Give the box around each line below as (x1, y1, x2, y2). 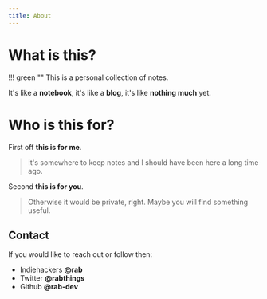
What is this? (8, 45, 97, 64)
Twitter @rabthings (19, 273, 85, 283)
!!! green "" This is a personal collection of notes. (8, 73, 169, 82)
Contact (8, 228, 49, 242)
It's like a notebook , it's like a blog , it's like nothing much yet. (8, 88, 211, 97)
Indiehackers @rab (19, 265, 83, 275)
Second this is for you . (8, 181, 84, 191)
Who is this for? (8, 116, 115, 134)
